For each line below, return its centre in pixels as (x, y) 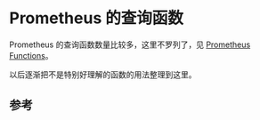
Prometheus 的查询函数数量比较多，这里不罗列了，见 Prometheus (130, 44)
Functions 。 (31, 55)
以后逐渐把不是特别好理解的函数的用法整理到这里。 (103, 74)
